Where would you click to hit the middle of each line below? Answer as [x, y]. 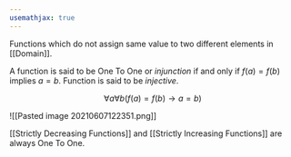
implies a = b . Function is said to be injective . [94, 80]
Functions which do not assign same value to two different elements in [142, 44]
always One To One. [47, 142]
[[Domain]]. [31, 53]
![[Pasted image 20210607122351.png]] [83, 115]
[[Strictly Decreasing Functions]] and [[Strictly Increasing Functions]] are [146, 133]
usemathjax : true [42, 18]
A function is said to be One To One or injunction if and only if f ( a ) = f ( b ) [145, 71]
